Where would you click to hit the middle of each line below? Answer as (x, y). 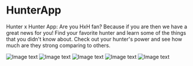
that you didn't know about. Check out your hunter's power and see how (94, 39)
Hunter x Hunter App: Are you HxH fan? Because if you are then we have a (97, 27)
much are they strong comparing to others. (58, 45)
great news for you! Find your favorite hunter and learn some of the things (96, 32)
